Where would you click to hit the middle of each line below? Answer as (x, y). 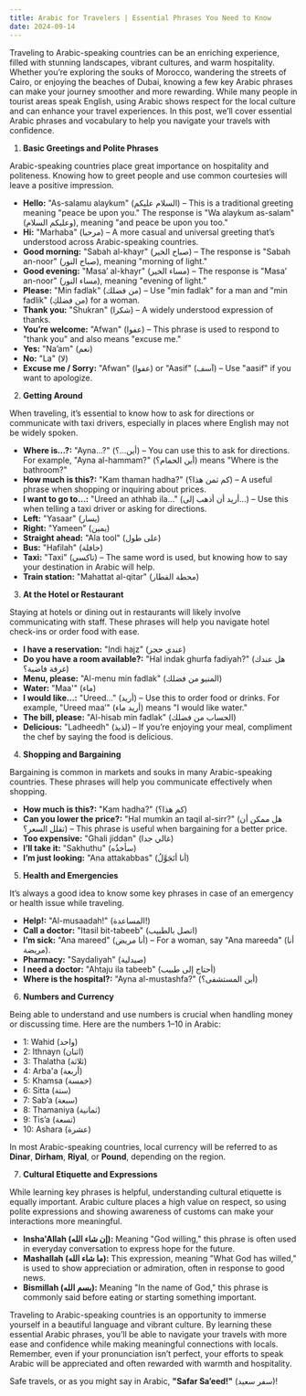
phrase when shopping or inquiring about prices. (115, 489)
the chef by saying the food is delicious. (98, 736)
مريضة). (37, 949)
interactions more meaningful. (66, 1220)
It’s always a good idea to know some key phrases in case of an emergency (152, 893)
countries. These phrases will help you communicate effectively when (141, 782)
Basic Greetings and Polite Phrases (90, 148)
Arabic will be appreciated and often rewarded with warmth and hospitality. (151, 1363)
